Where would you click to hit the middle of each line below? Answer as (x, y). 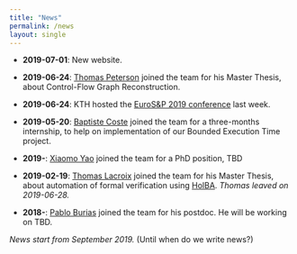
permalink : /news (42, 26)
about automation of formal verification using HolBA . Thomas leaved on (155, 186)
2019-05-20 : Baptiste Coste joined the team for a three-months (141, 122)
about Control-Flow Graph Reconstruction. (101, 87)
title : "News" (36, 18)
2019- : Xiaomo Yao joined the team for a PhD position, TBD (132, 159)
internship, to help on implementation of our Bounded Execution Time (151, 132)
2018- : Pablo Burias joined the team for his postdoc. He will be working (155, 213)
